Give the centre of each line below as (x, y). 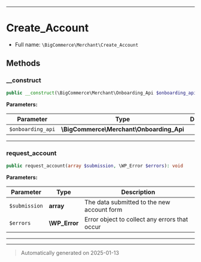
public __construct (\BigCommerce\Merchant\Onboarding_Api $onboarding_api (101, 93)
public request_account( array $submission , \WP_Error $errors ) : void (95, 166)
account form (103, 209)
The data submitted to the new (127, 202)
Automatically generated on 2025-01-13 (70, 252)
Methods (23, 63)
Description (138, 192)
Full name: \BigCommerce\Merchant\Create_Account (77, 44)
